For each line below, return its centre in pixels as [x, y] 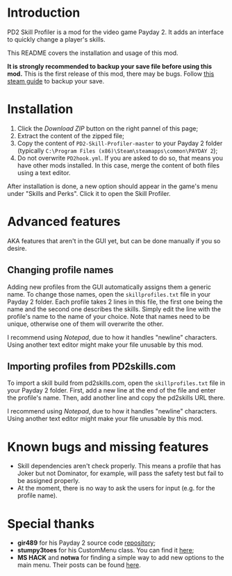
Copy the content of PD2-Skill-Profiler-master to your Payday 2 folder [120, 143]
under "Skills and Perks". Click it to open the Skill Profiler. [89, 193]
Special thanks [51, 524]
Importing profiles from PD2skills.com [91, 367]
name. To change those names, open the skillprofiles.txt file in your [109, 294]
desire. [17, 248]
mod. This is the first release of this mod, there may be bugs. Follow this [111, 74]
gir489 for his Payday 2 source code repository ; [86, 543]
